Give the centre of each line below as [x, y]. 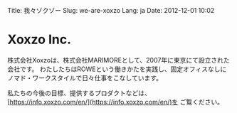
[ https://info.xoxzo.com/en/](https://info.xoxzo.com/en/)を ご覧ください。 [116, 102]
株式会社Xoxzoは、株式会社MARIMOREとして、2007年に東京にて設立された [118, 60]
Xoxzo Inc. [39, 39]
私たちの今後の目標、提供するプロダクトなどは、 [79, 93]
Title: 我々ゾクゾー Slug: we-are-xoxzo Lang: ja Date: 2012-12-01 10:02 [111, 10]
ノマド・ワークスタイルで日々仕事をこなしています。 [85, 77]
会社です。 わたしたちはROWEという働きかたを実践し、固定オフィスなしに [117, 69]
